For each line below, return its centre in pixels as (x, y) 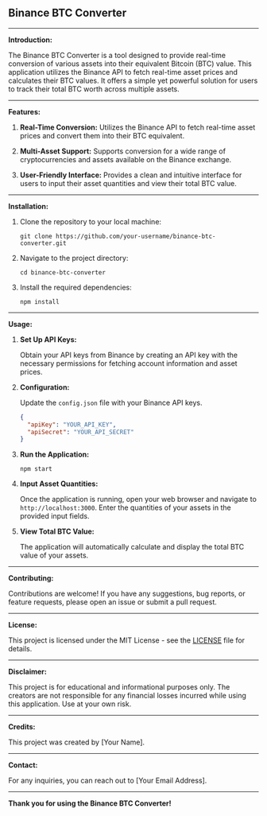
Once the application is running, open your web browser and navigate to (138, 499)
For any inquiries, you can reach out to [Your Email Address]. (108, 781)
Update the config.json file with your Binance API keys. (111, 402)
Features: (25, 111)
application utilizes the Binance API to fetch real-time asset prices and (123, 72)
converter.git (43, 243)
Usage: (21, 324)
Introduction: (31, 40)
